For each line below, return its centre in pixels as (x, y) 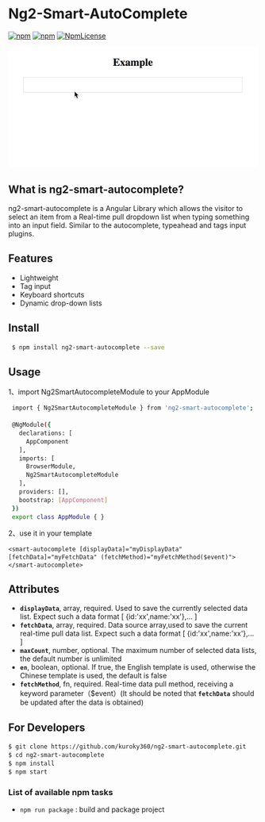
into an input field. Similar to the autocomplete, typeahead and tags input (127, 225)
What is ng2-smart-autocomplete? (96, 189)
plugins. (21, 234)
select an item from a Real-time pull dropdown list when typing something (129, 217)
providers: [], (44, 492)
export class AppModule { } (58, 517)
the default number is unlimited (71, 659)
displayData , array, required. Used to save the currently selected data (134, 609)
